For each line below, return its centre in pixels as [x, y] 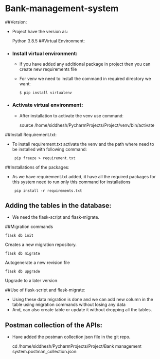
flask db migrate [23, 254]
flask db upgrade [23, 272]
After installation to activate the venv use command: [71, 115]
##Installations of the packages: [37, 167]
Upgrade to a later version [31, 281]
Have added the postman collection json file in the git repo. [71, 337]
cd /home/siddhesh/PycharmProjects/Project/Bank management [77, 346]
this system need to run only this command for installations [71, 182]
